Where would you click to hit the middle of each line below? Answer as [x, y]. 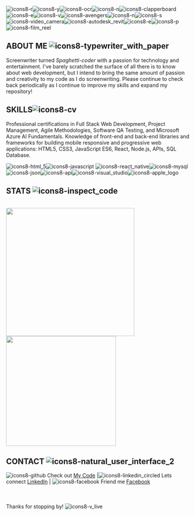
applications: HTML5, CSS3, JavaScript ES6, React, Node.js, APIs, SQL [91, 149]
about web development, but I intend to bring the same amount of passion [95, 73]
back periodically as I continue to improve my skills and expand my [87, 85]
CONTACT [25, 461]
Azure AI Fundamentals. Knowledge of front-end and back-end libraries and [98, 136]
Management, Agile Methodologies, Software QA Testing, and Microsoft [93, 130]
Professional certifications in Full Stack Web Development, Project [86, 124]
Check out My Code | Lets [110, 476]
